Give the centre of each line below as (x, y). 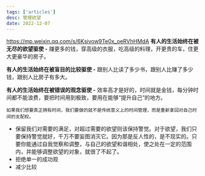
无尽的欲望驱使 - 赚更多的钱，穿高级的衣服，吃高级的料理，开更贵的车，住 (100, 49)
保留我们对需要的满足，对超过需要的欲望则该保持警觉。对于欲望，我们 (103, 129)
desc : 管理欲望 (24, 18)
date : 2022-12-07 (28, 23)
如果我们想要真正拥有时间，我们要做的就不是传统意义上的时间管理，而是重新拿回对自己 (99, 110)
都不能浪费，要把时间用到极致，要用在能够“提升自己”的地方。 (89, 97)
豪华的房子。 (33, 57)
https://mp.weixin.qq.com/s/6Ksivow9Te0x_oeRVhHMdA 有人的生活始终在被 (103, 41)
